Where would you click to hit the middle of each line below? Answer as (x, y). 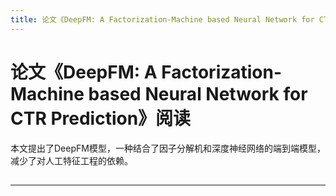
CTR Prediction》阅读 (101, 118)
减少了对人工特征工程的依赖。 (71, 160)
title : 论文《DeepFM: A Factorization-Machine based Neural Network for (162, 19)
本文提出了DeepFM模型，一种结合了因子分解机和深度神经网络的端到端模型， (168, 148)
